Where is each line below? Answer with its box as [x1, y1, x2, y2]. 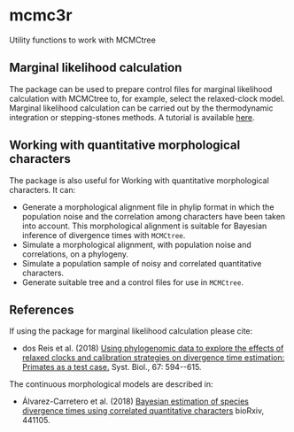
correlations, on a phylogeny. [21, 249, 128, 259]
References [9, 302, 74, 317]
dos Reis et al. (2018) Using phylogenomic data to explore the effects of [21, 343, 284, 354]
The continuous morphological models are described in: [9, 379, 214, 390]
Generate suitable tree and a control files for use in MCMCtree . [21, 276, 244, 288]
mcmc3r [9, 5, 73, 26]
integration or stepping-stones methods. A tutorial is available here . [9, 112, 255, 122]
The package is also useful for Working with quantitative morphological [9, 174, 270, 186]
